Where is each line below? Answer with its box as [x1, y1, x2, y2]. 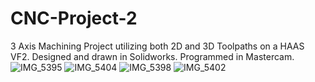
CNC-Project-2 [10, 7, 138, 30]
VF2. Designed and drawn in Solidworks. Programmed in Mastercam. [10, 50, 295, 62]
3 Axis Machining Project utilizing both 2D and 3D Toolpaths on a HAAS [10, 40, 305, 52]
